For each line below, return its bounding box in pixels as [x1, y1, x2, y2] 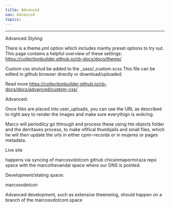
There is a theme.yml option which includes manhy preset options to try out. [5, 45, 164, 51]
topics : [5, 17, 22, 22]
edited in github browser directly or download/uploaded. [5, 71, 123, 77]
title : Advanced [5, 7, 39, 13]
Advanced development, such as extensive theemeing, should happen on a [5, 192, 162, 198]
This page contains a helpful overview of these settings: [5, 51, 122, 57]
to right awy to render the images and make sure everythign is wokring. [5, 111, 154, 117]
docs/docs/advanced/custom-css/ [5, 87, 78, 93]
